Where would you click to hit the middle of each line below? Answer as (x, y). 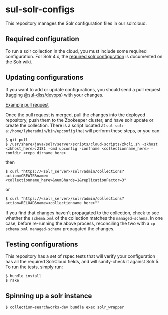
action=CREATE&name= (27, 176)
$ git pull (17, 140)
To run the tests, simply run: (34, 267)
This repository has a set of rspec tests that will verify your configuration (80, 256)
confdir (13, 153)
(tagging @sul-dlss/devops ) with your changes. (54, 95)
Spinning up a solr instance (49, 296)
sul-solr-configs (40, 9)
